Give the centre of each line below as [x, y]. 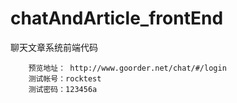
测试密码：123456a [63, 89]
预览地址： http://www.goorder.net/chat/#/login [127, 68]
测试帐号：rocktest [65, 78]
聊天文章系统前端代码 [54, 47]
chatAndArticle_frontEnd [117, 18]
